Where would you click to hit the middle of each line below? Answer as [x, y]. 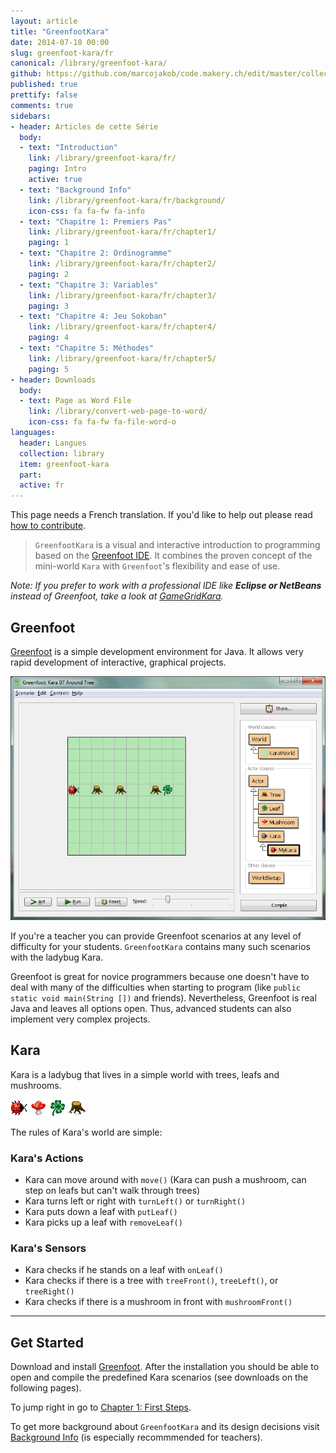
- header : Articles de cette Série [84, 126]
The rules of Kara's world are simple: [86, 1132]
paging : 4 [49, 338]
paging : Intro [57, 169]
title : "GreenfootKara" [60, 31]
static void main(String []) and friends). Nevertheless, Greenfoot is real [163, 997]
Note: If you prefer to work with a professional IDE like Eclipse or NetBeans [166, 586]
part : [31, 475]
